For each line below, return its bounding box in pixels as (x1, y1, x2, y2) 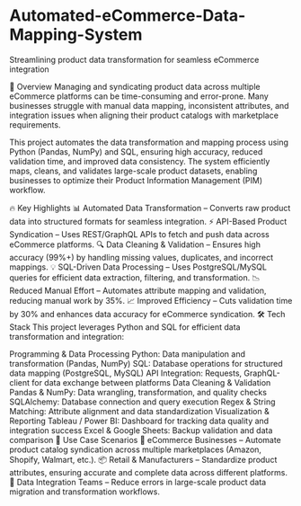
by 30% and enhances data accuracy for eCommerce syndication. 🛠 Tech (9, 308, 286, 319)
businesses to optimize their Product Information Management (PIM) (9, 174, 263, 185)
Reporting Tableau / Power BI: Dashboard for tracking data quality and (9, 415, 270, 426)
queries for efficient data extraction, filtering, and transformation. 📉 (9, 271, 261, 283)
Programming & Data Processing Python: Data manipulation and (9, 348, 245, 360)
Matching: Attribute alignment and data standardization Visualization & (9, 405, 270, 416)
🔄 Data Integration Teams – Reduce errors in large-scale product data (9, 476, 267, 487)
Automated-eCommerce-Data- (9, 5, 246, 26)
